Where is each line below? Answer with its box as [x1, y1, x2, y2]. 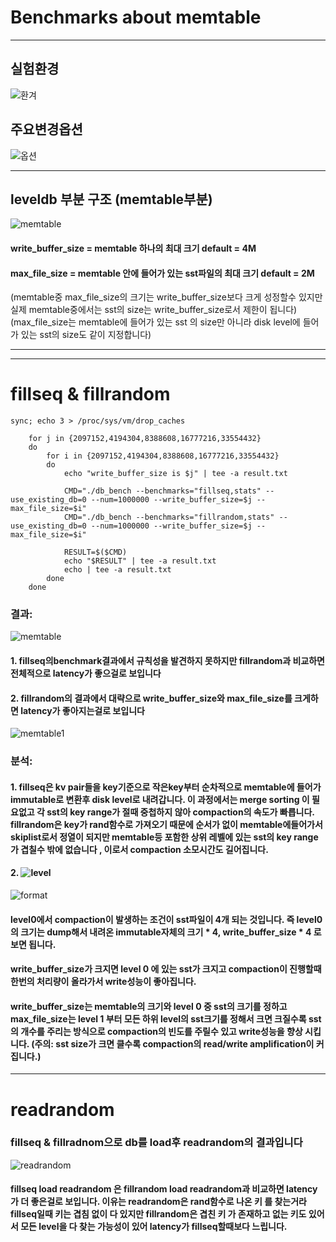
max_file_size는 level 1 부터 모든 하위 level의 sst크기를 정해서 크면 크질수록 [10, 1012, 307, 1025]
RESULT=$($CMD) [63, 547, 128, 558]
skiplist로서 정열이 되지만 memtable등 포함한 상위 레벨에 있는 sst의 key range [10, 831, 319, 843]
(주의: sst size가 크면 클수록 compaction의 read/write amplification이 [31, 1037, 315, 1050]
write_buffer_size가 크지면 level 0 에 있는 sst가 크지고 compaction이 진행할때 [10, 963, 322, 975]
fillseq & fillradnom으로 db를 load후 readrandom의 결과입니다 [10, 1136, 303, 1150]
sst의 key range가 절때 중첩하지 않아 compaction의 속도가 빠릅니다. [46, 806, 315, 818]
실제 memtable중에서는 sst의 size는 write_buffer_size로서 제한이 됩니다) [10, 304, 298, 316]
